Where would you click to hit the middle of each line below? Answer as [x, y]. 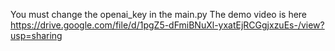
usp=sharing [36, 35]
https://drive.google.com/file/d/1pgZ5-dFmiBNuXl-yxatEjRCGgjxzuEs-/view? [167, 25]
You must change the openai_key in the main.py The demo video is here [159, 14]
